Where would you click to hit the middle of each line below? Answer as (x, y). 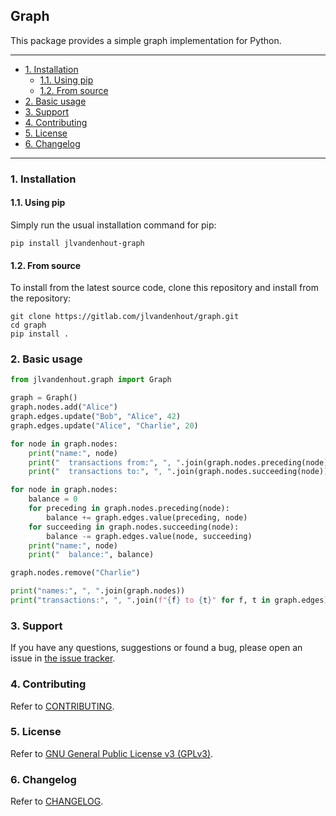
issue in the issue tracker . (63, 658)
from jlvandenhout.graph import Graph (91, 380)
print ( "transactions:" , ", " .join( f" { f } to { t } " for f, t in (140, 600)
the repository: (41, 298)
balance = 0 (53, 499)
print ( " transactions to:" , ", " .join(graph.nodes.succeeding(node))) (180, 472)
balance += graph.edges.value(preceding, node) (147, 517)
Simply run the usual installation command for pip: (113, 225)
